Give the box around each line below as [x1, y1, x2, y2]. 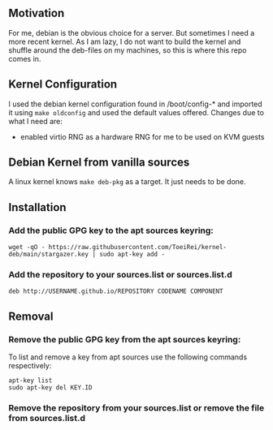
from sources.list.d [8, 413, 86, 424]
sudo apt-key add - [98, 251, 165, 259]
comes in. [8, 54, 41, 63]
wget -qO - [8, 243, 45, 252]
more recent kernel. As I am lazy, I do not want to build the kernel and [8, 37, 241, 46]
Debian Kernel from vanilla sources [8, 156, 190, 170]
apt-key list [8, 376, 53, 385]
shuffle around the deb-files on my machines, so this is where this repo [8, 45, 247, 55]
